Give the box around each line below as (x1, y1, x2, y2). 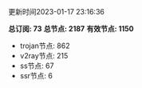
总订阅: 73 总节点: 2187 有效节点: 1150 (8, 24, 134, 34)
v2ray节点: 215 (19, 51, 69, 60)
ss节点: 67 (19, 61, 54, 70)
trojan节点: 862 (19, 41, 70, 50)
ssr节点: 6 (19, 71, 53, 80)
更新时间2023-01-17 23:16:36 (8, 7, 105, 16)
